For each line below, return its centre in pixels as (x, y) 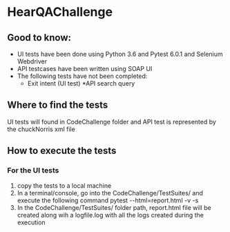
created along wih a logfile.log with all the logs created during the (110, 215)
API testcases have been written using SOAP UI (85, 69)
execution (31, 222)
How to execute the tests (62, 151)
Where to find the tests (58, 105)
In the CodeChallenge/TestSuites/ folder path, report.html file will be (114, 207)
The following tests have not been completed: (82, 76)
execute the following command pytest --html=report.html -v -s (108, 200)
